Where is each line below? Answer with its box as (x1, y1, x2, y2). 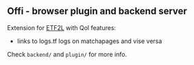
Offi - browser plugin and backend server (7, 5, 187, 17)
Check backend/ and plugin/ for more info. (7, 50, 128, 58)
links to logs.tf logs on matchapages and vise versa (16, 37, 162, 45)
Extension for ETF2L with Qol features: (7, 23, 117, 31)
